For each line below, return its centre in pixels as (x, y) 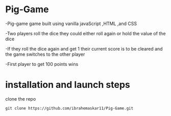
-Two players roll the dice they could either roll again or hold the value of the (86, 33)
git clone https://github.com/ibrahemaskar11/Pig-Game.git (69, 108)
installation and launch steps (68, 85)
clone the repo (21, 99)
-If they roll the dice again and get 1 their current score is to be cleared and (84, 49)
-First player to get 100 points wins (42, 64)
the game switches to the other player (45, 54)
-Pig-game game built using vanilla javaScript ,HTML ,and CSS (71, 24)
